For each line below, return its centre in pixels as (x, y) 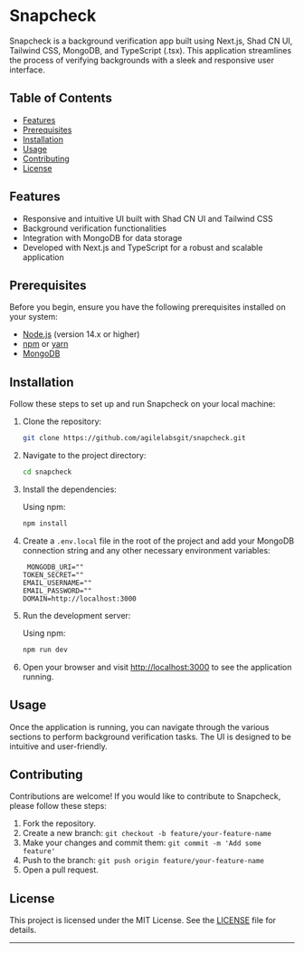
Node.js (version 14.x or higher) (81, 334)
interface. (27, 70)
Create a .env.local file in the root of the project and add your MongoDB (158, 541)
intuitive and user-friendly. (58, 746)
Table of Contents (61, 98)
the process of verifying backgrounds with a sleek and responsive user (142, 60)
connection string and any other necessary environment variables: (146, 550)
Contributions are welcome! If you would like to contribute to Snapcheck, (145, 796)
